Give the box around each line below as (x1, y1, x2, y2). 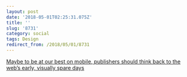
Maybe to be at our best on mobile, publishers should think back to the (6, 57, 181, 65)
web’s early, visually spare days (6, 64, 85, 71)
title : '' (6, 20, 31, 25)
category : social (6, 31, 50, 37)
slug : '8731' (6, 25, 39, 31)
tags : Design (6, 36, 39, 42)
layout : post (6, 8, 39, 15)
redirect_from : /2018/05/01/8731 (6, 42, 90, 48)
